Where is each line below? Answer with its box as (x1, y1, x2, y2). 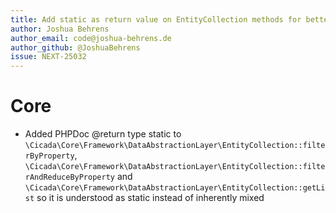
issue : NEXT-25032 (10, 52, 87, 62)
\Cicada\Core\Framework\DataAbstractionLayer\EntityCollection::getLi (24, 183, 326, 193)
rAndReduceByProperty (24, 172, 115, 183)
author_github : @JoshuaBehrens (10, 42, 141, 53)
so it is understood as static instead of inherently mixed (36, 192, 265, 204)
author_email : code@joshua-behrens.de (10, 33, 172, 43)
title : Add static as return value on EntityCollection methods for (10, 14, 302, 25)
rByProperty (24, 151, 75, 161)
